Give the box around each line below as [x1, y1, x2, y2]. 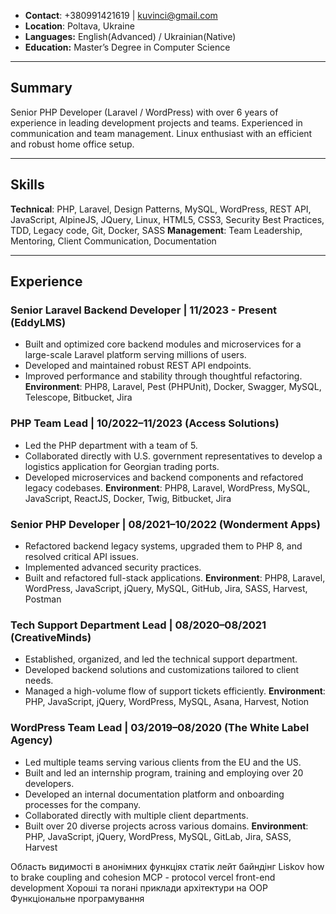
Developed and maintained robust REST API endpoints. [24, 360, 252, 372]
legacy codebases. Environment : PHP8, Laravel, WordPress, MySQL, [24, 481, 311, 494]
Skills [10, 176, 45, 194]
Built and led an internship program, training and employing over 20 [24, 766, 304, 779]
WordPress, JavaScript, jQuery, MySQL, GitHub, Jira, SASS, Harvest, [24, 582, 308, 594]
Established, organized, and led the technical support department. [24, 653, 298, 665]
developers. [24, 777, 75, 789]
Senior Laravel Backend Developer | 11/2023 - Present [10, 303, 278, 317]
